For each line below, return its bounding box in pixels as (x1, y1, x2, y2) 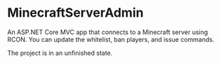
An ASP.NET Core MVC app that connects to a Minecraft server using (7, 28, 208, 36)
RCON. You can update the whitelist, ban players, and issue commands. (7, 35, 215, 43)
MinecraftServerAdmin (7, 5, 144, 21)
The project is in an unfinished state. (7, 49, 113, 57)
